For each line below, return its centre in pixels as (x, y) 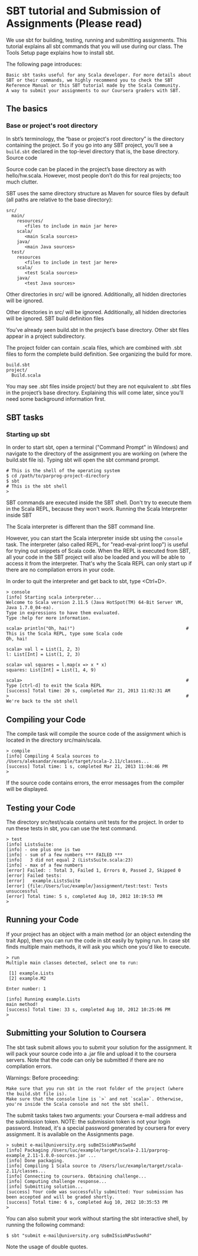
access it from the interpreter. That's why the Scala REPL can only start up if (99, 564)
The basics (27, 109)
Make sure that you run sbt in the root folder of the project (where (95, 1089)
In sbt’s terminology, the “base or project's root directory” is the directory (95, 138)
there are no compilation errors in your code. (61, 570)
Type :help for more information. (49, 618)
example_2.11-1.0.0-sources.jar (46, 1155)
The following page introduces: (44, 64)
